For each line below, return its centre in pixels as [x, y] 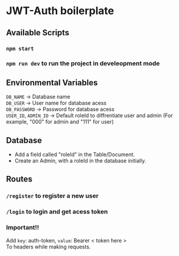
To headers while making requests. [48, 247]
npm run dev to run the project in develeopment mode [83, 64]
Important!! [23, 228]
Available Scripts [38, 33]
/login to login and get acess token [57, 212]
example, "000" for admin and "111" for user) [60, 122]
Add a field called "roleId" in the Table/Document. [75, 155]
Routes [19, 179]
